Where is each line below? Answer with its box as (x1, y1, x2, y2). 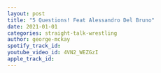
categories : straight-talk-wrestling (7, 29, 118, 37)
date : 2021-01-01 (7, 23, 58, 30)
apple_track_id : (7, 56, 55, 63)
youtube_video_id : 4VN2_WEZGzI (7, 49, 99, 56)
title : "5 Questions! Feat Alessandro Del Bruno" (7, 17, 155, 24)
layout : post (7, 10, 45, 17)
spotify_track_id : (7, 42, 61, 49)
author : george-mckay (7, 36, 71, 43)
